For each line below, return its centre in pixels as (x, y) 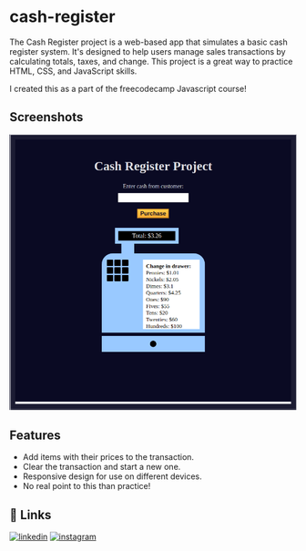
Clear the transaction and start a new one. (102, 467)
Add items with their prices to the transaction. (108, 457)
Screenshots (46, 117)
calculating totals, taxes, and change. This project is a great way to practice (151, 61)
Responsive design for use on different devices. (112, 476)
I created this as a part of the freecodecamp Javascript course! (128, 88)
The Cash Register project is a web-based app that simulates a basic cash (149, 42)
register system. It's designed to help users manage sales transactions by (148, 51)
